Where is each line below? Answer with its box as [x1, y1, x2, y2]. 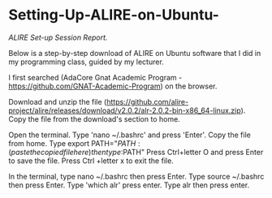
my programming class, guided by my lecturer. [8, 57, 164, 67]
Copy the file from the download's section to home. [8, 114, 180, 123]
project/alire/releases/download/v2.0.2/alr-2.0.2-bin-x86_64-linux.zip [8, 105, 241, 115]
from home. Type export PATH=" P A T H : [8, 138, 140, 148]
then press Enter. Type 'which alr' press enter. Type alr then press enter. [8, 180, 250, 190]
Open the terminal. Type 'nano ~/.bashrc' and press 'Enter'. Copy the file [8, 130, 252, 140]
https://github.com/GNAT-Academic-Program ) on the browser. [8, 81, 218, 91]
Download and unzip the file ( [8, 97, 107, 106]
